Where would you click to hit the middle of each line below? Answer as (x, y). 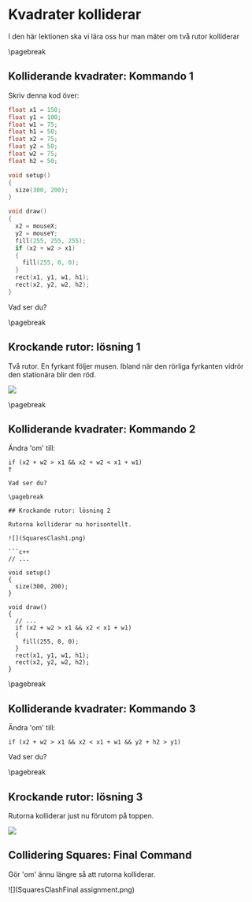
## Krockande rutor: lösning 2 (59, 511)
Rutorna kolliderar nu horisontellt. (70, 525)
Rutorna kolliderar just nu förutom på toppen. (81, 816)
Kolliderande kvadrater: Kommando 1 (101, 76)
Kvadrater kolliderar (75, 15)
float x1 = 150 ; (35, 110)
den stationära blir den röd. (52, 374)
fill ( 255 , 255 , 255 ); (51, 241)
